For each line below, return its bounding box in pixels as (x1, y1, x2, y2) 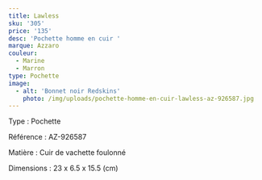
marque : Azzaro (8, 42, 60, 50)
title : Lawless (8, 11, 60, 20)
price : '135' (8, 27, 52, 35)
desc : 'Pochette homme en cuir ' (8, 34, 121, 43)
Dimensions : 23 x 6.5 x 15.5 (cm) (8, 163, 119, 174)
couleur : (8, 49, 38, 57)
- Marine (15, 57, 45, 65)
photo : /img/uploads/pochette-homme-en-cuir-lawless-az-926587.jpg (23, 94, 254, 103)
